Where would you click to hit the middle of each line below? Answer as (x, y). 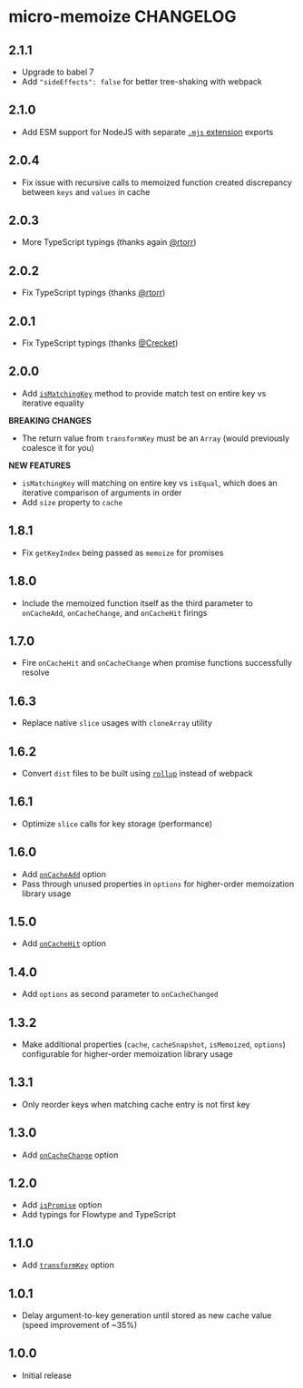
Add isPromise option (62, 1205)
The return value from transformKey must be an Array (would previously (156, 438)
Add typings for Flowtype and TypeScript (98, 1215)
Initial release (46, 1375)
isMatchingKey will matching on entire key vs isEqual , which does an (149, 483)
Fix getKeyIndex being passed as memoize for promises (122, 552)
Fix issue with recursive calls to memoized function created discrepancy (156, 182)
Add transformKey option (68, 1265)
